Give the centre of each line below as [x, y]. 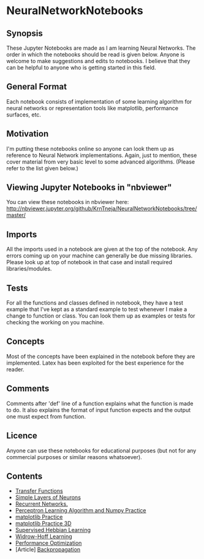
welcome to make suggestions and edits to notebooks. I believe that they [98, 61]
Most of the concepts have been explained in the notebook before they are [101, 356]
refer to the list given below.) [42, 168]
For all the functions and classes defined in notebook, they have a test [95, 303]
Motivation [28, 134]
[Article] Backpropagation [48, 550]
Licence [22, 436]
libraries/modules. [29, 269]
